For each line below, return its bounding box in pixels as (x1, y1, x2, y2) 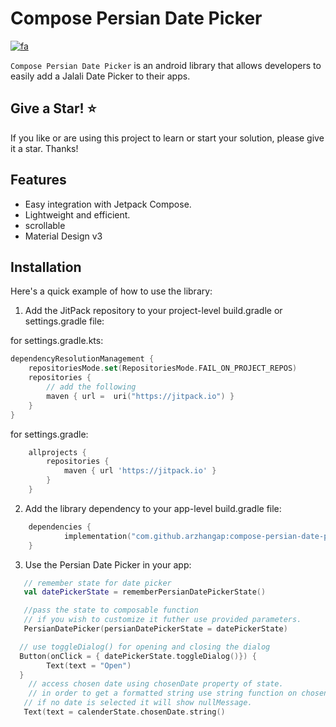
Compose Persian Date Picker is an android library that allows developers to (10, 59, 322, 71)
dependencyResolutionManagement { (10, 354, 155, 364)
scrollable (24, 219, 66, 231)
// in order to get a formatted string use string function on (28, 688, 298, 699)
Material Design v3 (24, 230, 103, 242)
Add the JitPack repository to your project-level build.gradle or (24, 305, 283, 317)
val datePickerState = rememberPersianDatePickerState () (23, 587, 267, 597)
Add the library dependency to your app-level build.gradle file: (24, 502, 282, 514)
